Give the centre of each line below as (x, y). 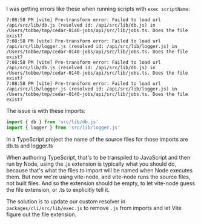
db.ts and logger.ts (30, 146)
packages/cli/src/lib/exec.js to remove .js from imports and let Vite (94, 208)
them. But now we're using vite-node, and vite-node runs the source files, (98, 177)
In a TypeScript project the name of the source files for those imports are (97, 139)
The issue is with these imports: (46, 111)
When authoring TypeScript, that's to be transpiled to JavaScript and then (98, 157)
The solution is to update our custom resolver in (66, 201)
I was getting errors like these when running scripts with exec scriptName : (98, 9)
